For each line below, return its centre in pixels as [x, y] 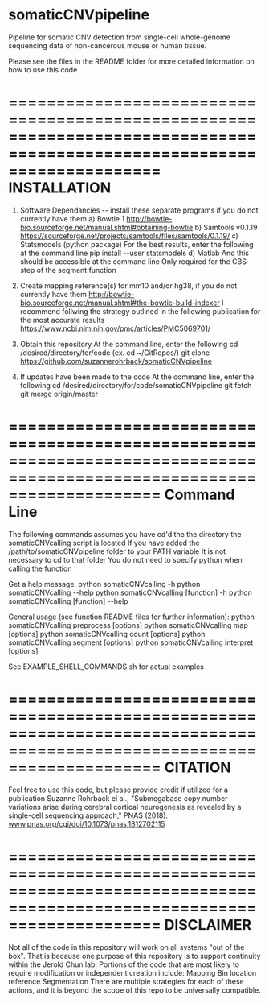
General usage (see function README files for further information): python [132, 617]
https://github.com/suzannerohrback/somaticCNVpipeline [116, 361]
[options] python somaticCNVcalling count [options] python [107, 634]
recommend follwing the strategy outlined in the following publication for [140, 311]
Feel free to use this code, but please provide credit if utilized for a [118, 790]
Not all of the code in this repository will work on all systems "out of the [126, 947]
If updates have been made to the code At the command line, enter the [137, 377]
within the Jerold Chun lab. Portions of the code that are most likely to [124, 964]
